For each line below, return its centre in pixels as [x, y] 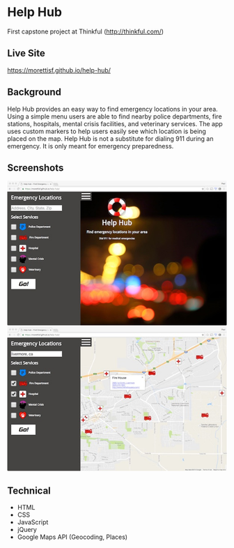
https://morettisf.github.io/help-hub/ [59, 70]
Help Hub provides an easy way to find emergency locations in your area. [112, 109]
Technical [29, 490]
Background [34, 92]
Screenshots [36, 168]
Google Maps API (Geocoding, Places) [72, 537]
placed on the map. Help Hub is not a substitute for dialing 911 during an [110, 138]
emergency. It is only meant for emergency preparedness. [91, 146]
